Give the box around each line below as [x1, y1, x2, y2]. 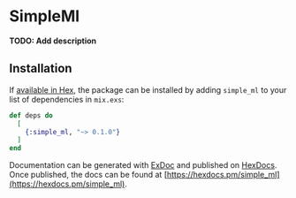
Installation [9, 61, 72, 76]
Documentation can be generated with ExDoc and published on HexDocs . [9, 160, 277, 171]
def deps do [9, 110, 53, 120]
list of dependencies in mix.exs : [9, 94, 125, 104]
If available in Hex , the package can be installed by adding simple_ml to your [9, 84, 287, 95]
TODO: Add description [9, 35, 97, 46]
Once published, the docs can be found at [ [9, 170, 168, 180]
